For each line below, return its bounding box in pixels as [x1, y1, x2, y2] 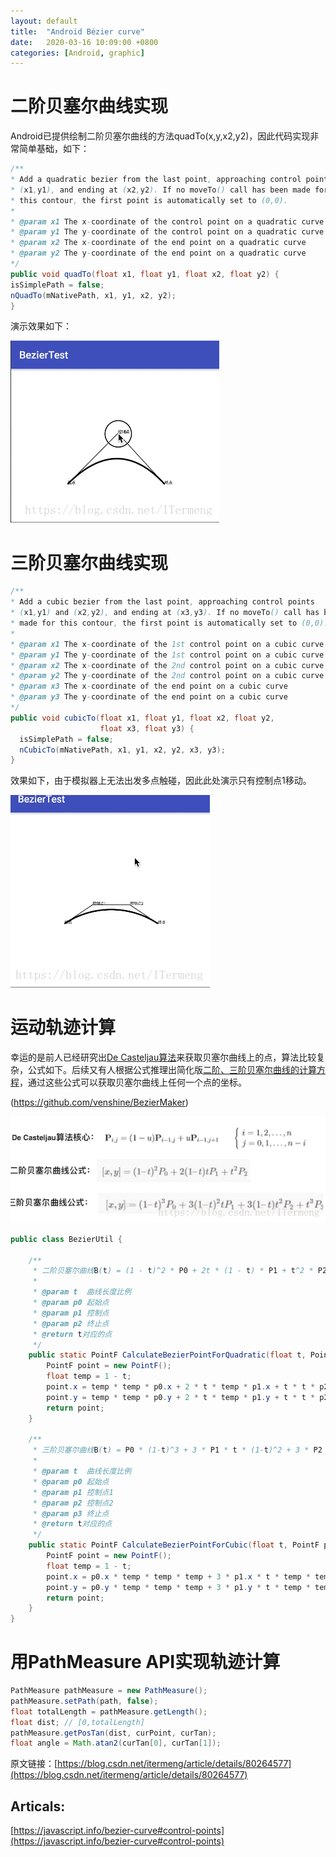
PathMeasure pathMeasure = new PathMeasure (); [10, 1686, 208, 1696]
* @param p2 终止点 [32, 1318, 110, 1329]
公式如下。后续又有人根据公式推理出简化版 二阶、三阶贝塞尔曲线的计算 [27, 1064, 317, 1076]
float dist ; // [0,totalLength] [10, 1717, 145, 1727]
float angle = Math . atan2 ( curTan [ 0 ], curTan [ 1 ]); [10, 1738, 222, 1749]
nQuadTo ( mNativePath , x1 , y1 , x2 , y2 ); [10, 290, 177, 300]
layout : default [10, 16, 78, 26]
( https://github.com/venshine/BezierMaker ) [10, 1096, 189, 1109]
